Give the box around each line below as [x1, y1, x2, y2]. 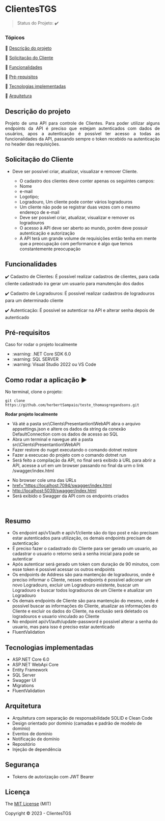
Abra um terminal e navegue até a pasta [12, 437, 93, 442]
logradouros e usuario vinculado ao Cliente [12, 614, 100, 619]
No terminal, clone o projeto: [5, 389, 63, 395]
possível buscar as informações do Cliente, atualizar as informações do [12, 603, 157, 609]
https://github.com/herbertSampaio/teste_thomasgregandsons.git [5, 403, 139, 408]
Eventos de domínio [12, 731, 53, 736]
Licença [5, 788, 30, 796]
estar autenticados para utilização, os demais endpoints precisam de [12, 535, 152, 541]
